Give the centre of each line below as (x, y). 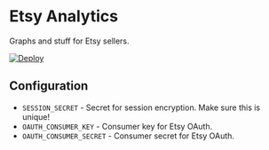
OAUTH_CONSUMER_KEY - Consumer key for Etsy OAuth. (117, 126)
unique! (36, 116)
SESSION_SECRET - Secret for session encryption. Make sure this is (141, 107)
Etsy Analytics (64, 16)
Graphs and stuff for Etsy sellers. (70, 41)
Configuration (49, 86)
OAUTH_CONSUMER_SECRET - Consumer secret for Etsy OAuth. (128, 136)
